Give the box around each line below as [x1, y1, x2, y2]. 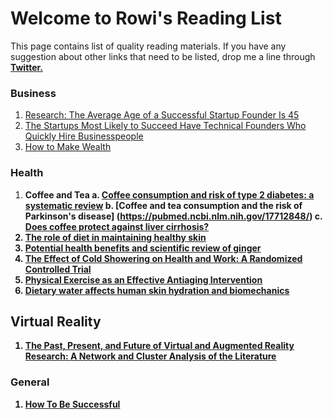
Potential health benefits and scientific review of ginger [24, 242, 262, 254]
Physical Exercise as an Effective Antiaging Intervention [24, 273, 263, 286]
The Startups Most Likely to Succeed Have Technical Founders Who [24, 120, 307, 132]
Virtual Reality [10, 313, 102, 330]
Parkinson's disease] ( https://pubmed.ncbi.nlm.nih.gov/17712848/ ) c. [24, 210, 323, 222]
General [10, 375, 50, 389]
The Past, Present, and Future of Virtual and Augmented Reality [24, 340, 295, 352]
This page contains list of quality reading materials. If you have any [10, 40, 287, 52]
